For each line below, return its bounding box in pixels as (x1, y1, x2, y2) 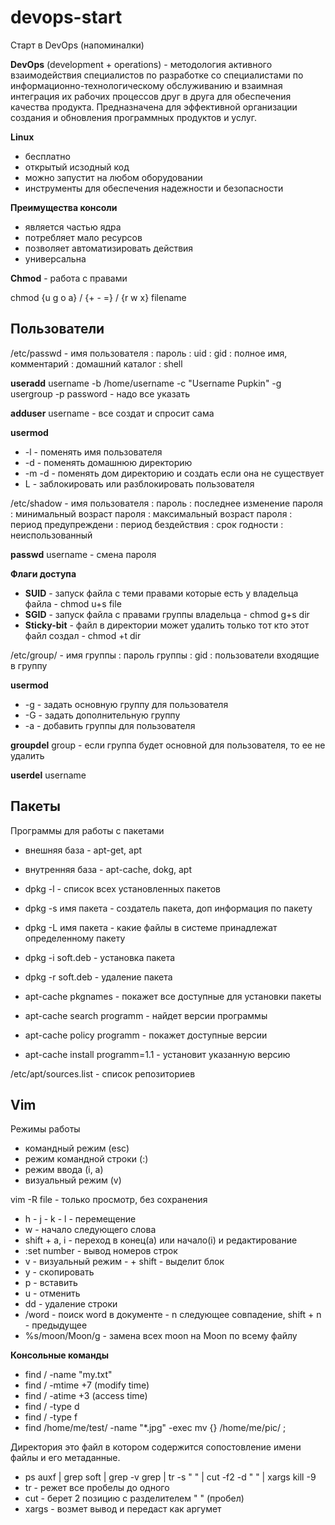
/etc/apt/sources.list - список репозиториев (10, 1067, 196, 1080)
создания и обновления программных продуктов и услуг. (10, 111, 257, 123)
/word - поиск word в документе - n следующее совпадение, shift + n (24, 1309, 322, 1321)
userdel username (10, 769, 87, 781)
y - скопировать (24, 1266, 95, 1278)
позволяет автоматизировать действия (24, 242, 194, 254)
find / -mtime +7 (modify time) (24, 1379, 150, 1391)
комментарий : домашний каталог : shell (10, 357, 183, 370)
